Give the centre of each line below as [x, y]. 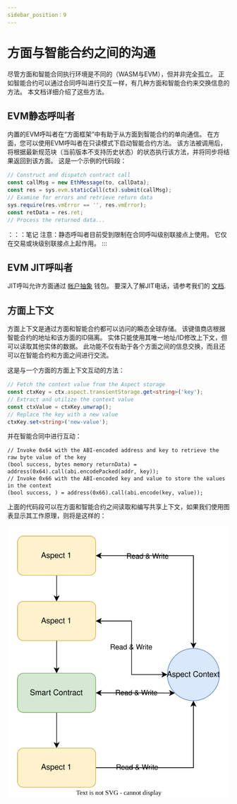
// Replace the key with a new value [63, 414]
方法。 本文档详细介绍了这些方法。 [57, 91]
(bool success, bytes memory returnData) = [72, 465]
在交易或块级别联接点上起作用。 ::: [57, 243]
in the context [30, 486]
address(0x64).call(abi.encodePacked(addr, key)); [83, 472]
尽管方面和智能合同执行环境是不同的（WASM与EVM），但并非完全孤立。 [112, 74]
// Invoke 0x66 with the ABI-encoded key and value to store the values [116, 479]
